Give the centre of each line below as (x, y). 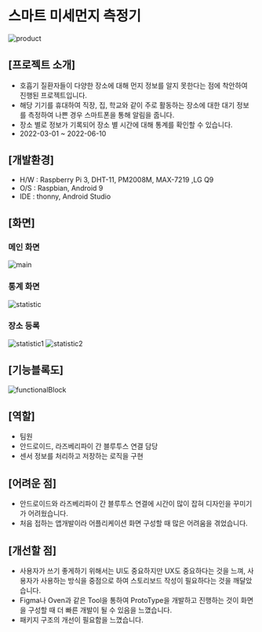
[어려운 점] (33, 483)
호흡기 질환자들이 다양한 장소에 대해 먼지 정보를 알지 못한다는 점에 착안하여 (134, 85)
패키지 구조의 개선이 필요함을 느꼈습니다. (81, 620)
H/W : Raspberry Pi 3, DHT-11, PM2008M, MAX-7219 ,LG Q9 (116, 179)
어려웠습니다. (48, 513)
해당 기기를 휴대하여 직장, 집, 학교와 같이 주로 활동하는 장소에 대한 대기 (127, 105)
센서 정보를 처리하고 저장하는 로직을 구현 (81, 456)
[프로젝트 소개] (42, 65)
